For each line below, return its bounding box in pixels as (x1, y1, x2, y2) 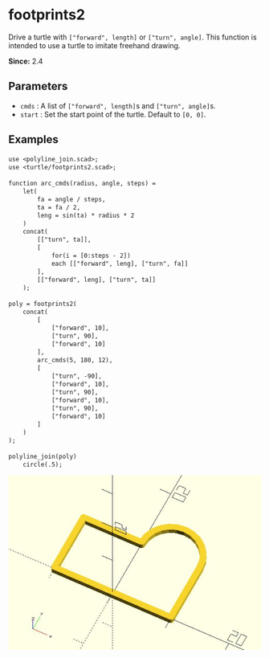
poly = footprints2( (8, 300, 78, 308)
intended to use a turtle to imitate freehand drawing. (8, 40, 181, 50)
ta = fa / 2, (37, 203, 81, 211)
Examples (8, 133, 59, 146)
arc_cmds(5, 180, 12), (37, 356, 113, 364)
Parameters (8, 80, 68, 93)
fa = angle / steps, (37, 195, 106, 203)
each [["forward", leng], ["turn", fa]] (51, 260, 189, 268)
